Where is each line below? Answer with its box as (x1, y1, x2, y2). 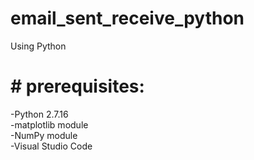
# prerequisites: (10, 75, 145, 98)
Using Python (10, 40, 67, 52)
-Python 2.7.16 (10, 108, 69, 120)
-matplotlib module (10, 118, 89, 131)
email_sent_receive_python (10, 7, 245, 30)
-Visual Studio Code (10, 140, 93, 152)
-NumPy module (10, 129, 78, 141)
